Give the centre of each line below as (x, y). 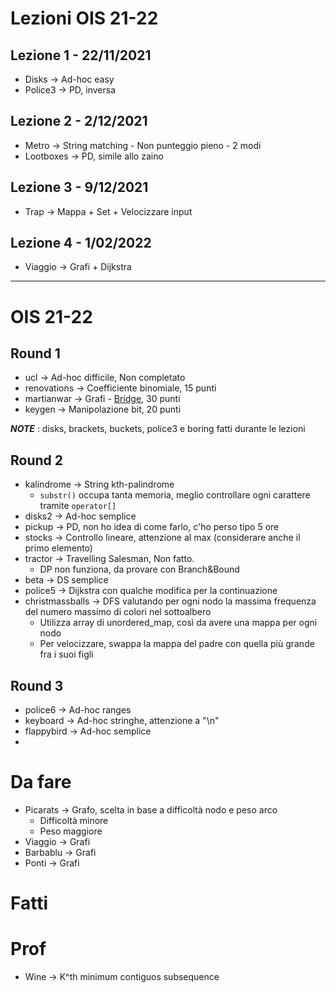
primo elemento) (58, 548)
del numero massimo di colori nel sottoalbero (118, 612)
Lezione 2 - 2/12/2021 (79, 121)
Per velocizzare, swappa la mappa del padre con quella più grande (177, 644)
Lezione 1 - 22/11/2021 (81, 55)
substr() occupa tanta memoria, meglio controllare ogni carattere (175, 495)
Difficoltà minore (74, 820)
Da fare (41, 782)
